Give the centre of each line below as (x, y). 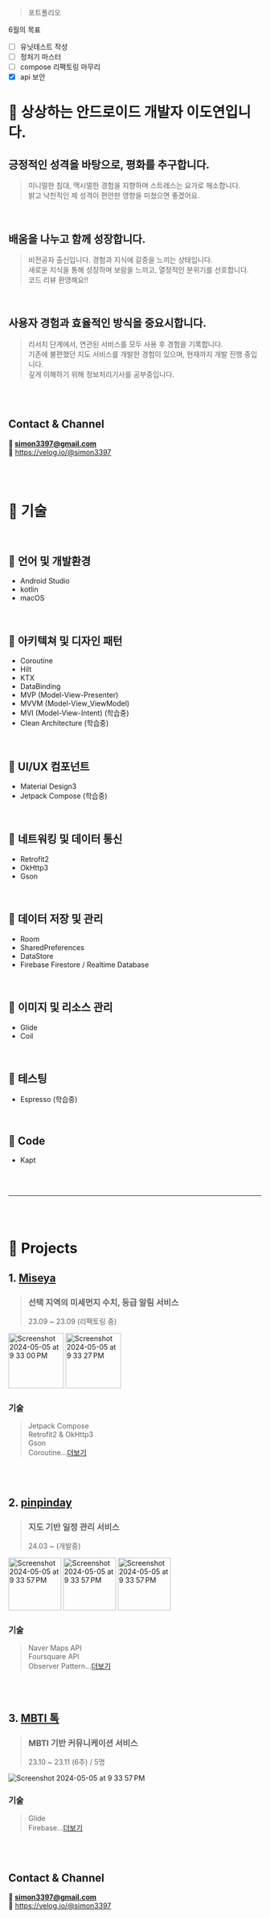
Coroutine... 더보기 (57, 1453)
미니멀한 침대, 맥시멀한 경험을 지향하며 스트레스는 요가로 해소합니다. (134, 186)
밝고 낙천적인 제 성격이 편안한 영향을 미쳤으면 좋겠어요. (114, 195)
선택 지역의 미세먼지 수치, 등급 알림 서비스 (103, 1302)
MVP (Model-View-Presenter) (69, 695)
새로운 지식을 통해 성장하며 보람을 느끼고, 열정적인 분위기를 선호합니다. (138, 270)
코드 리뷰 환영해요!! (58, 280)
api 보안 (33, 77)
